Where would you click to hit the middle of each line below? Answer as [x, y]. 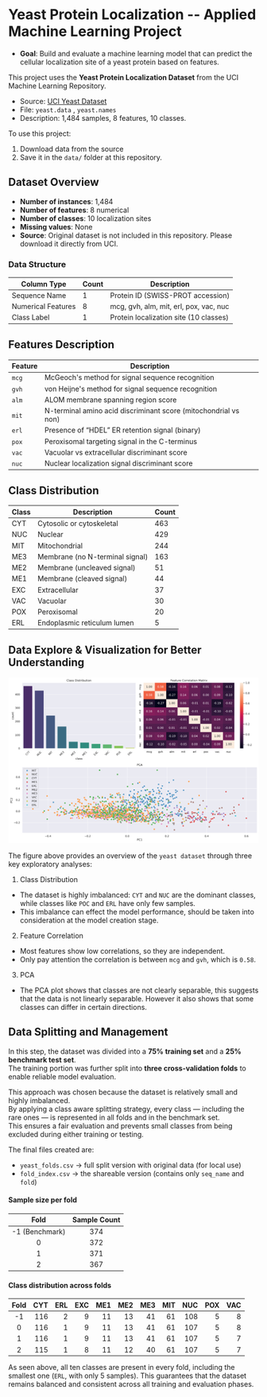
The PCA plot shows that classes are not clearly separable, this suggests [139, 990]
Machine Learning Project [95, 31]
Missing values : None [56, 226]
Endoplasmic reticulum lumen [85, 623]
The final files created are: [51, 1149]
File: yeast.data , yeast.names [68, 110]
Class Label [31, 317]
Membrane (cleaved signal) [82, 579]
